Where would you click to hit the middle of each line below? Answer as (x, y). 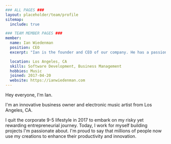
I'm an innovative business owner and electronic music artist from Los (79, 105)
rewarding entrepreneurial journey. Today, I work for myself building (76, 125)
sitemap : (15, 19)
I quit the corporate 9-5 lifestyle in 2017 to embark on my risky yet (75, 120)
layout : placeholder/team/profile (42, 15)
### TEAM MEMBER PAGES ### (34, 34)
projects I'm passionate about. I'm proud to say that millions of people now (83, 131)
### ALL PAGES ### (25, 10)
